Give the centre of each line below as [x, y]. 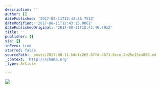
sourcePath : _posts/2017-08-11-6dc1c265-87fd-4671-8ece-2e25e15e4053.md [81, 55]
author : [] [16, 14]
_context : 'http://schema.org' [37, 59]
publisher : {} [20, 37]
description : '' [22, 9]
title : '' [15, 32]
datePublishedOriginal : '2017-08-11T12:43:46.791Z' [59, 28]
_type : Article [21, 64]
